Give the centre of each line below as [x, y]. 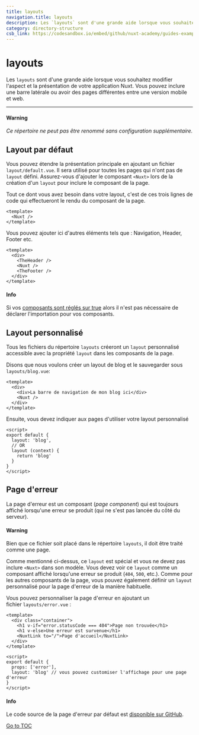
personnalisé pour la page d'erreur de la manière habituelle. [79, 586]
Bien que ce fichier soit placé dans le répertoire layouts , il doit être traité [94, 544]
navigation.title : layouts [39, 17]
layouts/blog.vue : [28, 371]
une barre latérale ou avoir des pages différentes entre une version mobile [97, 92]
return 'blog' [34, 456]
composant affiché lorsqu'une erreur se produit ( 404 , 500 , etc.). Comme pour [99, 574]
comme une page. [28, 550]
